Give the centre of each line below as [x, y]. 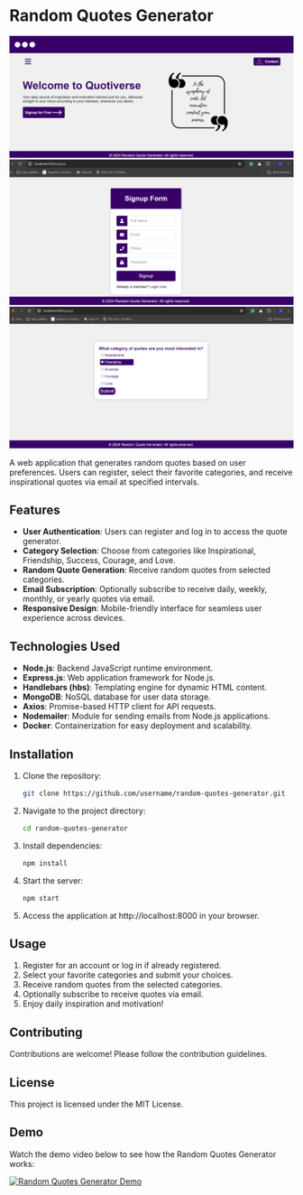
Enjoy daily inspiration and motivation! [93, 1004]
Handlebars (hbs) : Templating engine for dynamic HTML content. [145, 688]
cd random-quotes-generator [75, 828]
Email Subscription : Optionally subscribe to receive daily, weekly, [145, 589]
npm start [41, 898]
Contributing [46, 1032]
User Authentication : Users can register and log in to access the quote [155, 532]
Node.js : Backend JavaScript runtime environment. [118, 668]
